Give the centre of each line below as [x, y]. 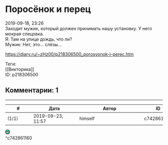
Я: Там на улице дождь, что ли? [39, 39]
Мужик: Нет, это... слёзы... [33, 44]
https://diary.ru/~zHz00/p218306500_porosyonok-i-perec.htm [69, 54]
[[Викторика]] [20, 69]
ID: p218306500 [22, 74]
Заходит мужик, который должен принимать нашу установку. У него [79, 28]
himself [87, 118]
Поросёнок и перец [48, 9]
